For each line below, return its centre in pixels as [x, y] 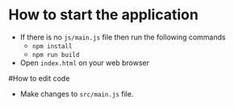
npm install [52, 46]
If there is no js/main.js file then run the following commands [123, 37]
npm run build [56, 55]
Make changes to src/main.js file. [77, 93]
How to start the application [104, 15]
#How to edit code [39, 78]
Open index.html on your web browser [84, 63]
